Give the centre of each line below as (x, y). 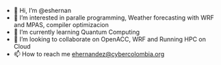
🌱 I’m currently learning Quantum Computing (77, 32)
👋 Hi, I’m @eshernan (42, 10)
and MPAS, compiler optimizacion (61, 25)
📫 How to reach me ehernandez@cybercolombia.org (89, 54)
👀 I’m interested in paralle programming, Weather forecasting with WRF (114, 18)
